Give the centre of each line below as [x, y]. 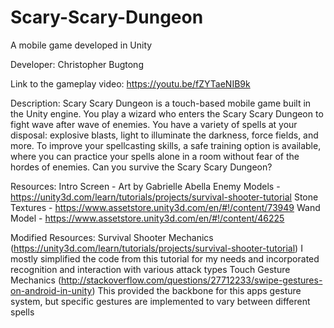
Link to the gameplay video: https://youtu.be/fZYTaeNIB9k [130, 83]
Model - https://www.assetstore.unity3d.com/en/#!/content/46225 [147, 218]
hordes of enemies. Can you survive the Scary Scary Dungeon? [141, 167]
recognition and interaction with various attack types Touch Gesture [150, 269]
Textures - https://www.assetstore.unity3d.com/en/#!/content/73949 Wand [165, 207]
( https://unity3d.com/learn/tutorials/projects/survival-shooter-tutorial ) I [156, 248]
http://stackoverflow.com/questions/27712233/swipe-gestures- [192, 280]
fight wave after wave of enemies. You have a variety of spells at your [154, 124]
